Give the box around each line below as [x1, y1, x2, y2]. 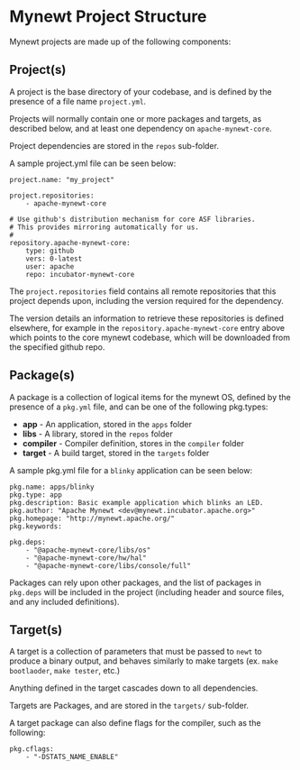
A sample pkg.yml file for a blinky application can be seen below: [9, 464, 253, 475]
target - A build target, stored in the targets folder [22, 447, 210, 458]
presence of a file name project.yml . [9, 96, 147, 106]
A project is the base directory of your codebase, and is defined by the [9, 86, 272, 96]
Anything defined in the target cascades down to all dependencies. [9, 683, 259, 693]
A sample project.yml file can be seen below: [9, 158, 177, 169]
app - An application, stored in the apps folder [22, 418, 192, 429]
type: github [25, 246, 75, 255]
